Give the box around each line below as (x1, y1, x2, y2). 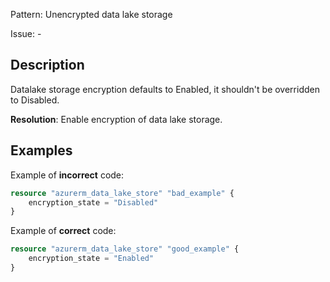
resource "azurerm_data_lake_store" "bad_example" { (10, 188, 235, 198)
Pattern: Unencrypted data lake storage (10, 9, 173, 20)
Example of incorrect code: (10, 169, 125, 181)
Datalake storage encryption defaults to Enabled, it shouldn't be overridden (10, 83, 320, 95)
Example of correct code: (10, 225, 117, 237)
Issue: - (10, 28, 42, 39)
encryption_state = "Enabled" (28, 254, 155, 264)
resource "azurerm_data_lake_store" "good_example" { (10, 244, 240, 254)
